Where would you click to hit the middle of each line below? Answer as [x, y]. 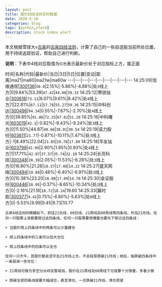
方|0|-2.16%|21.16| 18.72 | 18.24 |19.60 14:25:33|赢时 [55, 190]
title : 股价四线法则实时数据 [31, 14]
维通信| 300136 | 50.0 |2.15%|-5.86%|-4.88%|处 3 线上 [57, 86]
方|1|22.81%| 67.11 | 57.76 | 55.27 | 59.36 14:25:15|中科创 [58, 104]
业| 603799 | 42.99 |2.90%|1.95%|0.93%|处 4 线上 [52, 147]
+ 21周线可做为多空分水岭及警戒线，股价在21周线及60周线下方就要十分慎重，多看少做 [80, 271]
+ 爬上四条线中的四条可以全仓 [31, 247]
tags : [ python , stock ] [27, 28]
